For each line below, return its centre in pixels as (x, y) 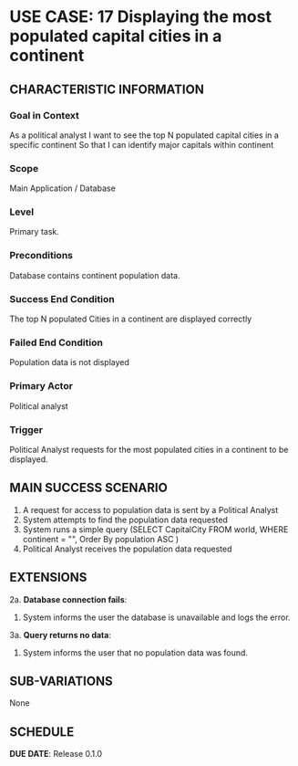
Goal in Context (45, 115)
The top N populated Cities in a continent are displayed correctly (131, 319)
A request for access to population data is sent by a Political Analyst (150, 509)
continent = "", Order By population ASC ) (101, 539)
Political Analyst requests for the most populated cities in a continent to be (149, 449)
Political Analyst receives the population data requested (127, 549)
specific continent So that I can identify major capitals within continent (142, 144)
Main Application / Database (62, 188)
